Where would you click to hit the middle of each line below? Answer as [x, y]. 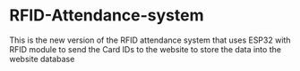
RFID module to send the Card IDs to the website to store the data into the [146, 49]
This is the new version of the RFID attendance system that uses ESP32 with [150, 40]
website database [42, 59]
